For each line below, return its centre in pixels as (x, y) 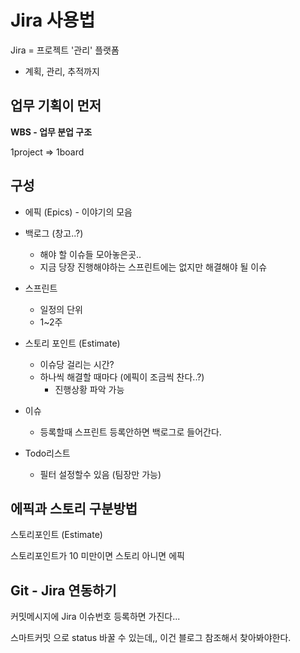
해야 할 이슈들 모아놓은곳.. (90, 254)
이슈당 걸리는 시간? (77, 364)
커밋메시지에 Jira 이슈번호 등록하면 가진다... (95, 617)
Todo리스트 (47, 453)
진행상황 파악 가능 (89, 389)
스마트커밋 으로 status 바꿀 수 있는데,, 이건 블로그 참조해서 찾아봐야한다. (151, 638)
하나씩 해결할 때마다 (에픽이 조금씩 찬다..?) (122, 377)
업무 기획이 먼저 (56, 106)
